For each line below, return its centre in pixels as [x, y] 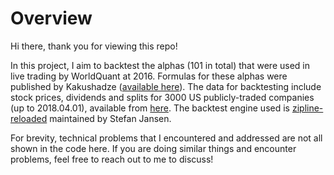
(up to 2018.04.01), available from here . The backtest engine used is [150, 108]
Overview [51, 18]
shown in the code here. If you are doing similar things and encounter [153, 148]
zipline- [307, 108]
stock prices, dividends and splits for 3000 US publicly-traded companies [162, 97]
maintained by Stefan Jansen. [110, 118]
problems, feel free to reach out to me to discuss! [112, 159]
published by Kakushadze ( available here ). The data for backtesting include [166, 86]
